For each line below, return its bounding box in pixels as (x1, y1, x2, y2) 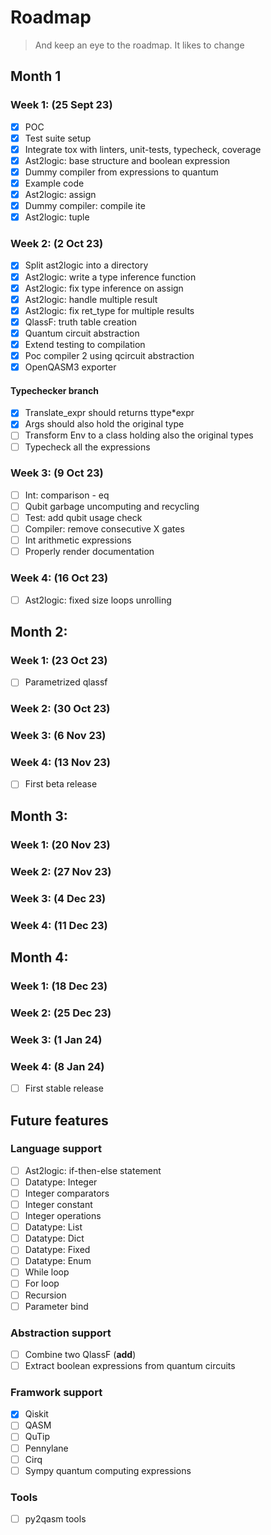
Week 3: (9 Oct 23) (10, 466, 104, 480)
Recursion (24, 1289, 67, 1301)
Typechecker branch (10, 384, 99, 396)
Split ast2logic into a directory (24, 259, 149, 271)
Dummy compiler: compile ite (24, 200, 146, 212)
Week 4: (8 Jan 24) (10, 1059, 105, 1073)
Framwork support (10, 1385, 103, 1399)
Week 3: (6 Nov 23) (10, 729, 107, 743)
